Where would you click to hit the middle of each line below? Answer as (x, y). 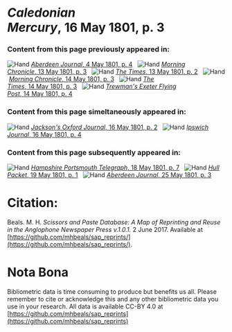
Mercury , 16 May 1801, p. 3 (86, 27)
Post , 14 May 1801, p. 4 (40, 94)
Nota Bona (38, 273)
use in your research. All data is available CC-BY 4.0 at (85, 306)
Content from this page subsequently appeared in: (94, 152)
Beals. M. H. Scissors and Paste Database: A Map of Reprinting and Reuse (114, 222)
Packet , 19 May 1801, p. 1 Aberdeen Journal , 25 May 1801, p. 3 (109, 175)
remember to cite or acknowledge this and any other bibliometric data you (113, 299)
